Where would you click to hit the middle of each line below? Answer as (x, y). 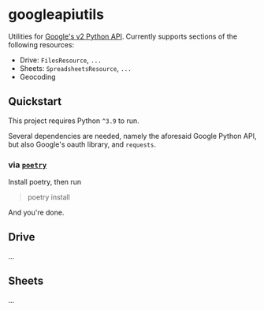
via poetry (28, 165)
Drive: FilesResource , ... (60, 60)
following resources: (41, 44)
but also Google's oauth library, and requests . (82, 144)
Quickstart (35, 101)
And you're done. (36, 213)
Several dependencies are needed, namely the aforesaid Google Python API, (132, 136)
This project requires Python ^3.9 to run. (74, 121)
